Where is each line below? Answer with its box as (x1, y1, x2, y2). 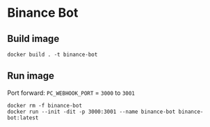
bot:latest (7, 114, 39, 121)
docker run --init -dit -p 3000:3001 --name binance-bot (7, 108, 176, 115)
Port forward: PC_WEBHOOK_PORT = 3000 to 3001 (7, 89, 136, 97)
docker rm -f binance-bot (7, 102, 82, 109)
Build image (7, 33, 60, 45)
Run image (7, 70, 54, 82)
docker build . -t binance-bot (7, 51, 98, 58)
